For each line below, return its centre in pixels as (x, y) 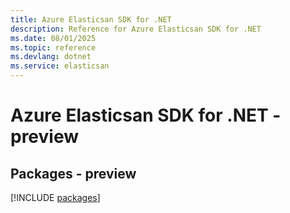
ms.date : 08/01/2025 (53, 38)
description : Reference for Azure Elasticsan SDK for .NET (136, 29)
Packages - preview (73, 173)
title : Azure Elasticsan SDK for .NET (91, 19)
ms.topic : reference (53, 47)
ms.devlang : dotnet (51, 57)
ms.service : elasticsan (60, 66)
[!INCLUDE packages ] (55, 197)
